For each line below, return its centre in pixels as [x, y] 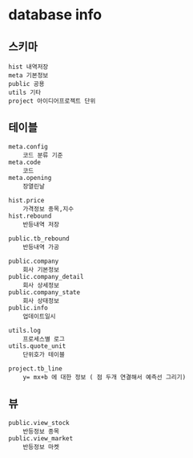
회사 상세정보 [41, 285]
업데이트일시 [39, 316]
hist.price [26, 200]
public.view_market [41, 438]
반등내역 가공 [41, 247]
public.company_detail [46, 276]
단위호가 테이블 [44, 354]
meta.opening [30, 178]
